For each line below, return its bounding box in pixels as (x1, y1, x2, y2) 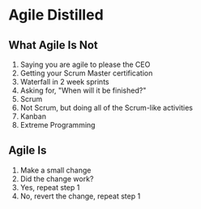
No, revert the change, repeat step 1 (19, 191, 141, 201)
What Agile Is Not (8, 38, 99, 52)
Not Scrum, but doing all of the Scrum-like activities (19, 103, 193, 112)
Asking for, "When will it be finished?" (19, 85, 147, 95)
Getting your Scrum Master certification (19, 68, 153, 78)
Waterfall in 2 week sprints (19, 77, 109, 86)
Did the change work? (19, 173, 94, 184)
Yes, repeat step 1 (19, 182, 80, 192)
